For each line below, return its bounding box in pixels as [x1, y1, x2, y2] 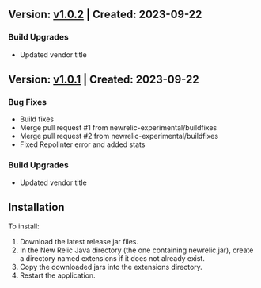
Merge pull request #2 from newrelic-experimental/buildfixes [19, 132, 219, 141]
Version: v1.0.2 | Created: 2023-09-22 [8, 8, 202, 21]
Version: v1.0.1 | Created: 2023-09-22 [8, 73, 199, 86]
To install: [8, 221, 40, 231]
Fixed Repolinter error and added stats [19, 140, 146, 149]
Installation [8, 201, 65, 214]
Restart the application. [19, 271, 96, 280]
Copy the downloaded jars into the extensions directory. [19, 263, 203, 272]
